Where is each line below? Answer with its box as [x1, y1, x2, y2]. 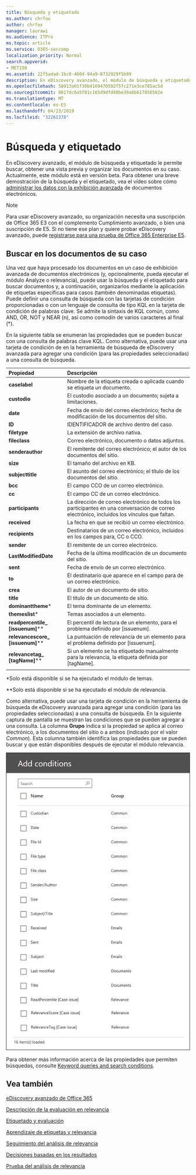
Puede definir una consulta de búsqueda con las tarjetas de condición [6, 295, 175, 302]
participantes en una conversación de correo [66, 504, 175, 512]
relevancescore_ [8, 633, 50, 640]
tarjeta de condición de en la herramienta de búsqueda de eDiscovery [6, 344, 174, 351]
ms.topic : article [6, 40, 51, 46]
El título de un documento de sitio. [66, 594, 149, 602]
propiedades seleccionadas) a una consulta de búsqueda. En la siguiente [6, 710, 182, 717]
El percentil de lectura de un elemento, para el [66, 618, 177, 625]
